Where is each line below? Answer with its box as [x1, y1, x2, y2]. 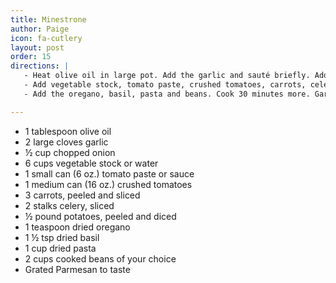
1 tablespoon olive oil [24, 125, 112, 137]
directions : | [10, 61, 70, 71]
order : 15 [10, 52, 52, 62]
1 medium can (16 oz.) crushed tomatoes [24, 178, 193, 190]
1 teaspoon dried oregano [24, 221, 131, 233]
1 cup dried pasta [24, 242, 97, 254]
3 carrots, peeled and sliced [24, 189, 141, 201]
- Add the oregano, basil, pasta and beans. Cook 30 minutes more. [23, 89, 311, 99]
